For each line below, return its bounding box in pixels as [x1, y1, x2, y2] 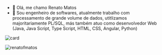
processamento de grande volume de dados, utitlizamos [12, 15, 127, 21]
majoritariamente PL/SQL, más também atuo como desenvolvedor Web [12, 20, 157, 26]
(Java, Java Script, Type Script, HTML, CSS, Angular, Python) [12, 26, 138, 31]
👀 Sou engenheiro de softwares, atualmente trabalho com [12, 10, 130, 16]
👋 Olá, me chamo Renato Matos [12, 5, 77, 10]
